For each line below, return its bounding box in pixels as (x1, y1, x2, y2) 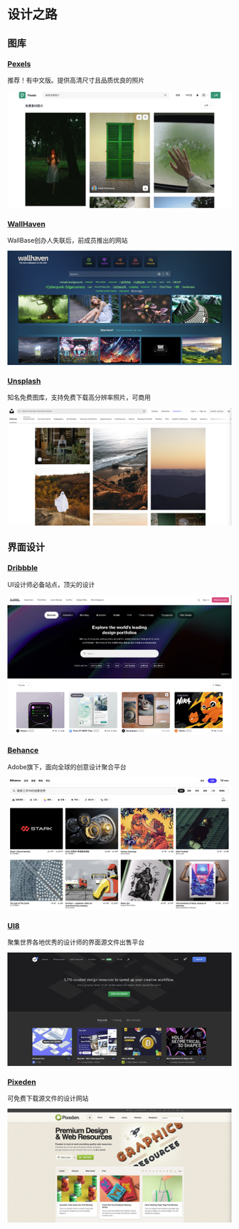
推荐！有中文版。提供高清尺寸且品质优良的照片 (7, 75, 144, 84)
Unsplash (7, 376, 41, 386)
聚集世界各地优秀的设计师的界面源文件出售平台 (7, 938, 144, 946)
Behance (7, 745, 39, 755)
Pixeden (7, 1077, 37, 1087)
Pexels (7, 58, 31, 68)
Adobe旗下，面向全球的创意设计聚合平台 (7, 762, 127, 771)
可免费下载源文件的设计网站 (7, 1094, 89, 1103)
